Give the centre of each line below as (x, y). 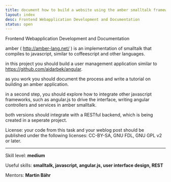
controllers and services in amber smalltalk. (51, 105)
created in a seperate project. (36, 120)
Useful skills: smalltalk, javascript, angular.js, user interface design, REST (84, 165)
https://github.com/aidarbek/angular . (44, 69)
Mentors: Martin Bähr (28, 175)
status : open (19, 24)
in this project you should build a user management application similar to (81, 64)
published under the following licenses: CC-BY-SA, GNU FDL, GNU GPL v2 (83, 136)
